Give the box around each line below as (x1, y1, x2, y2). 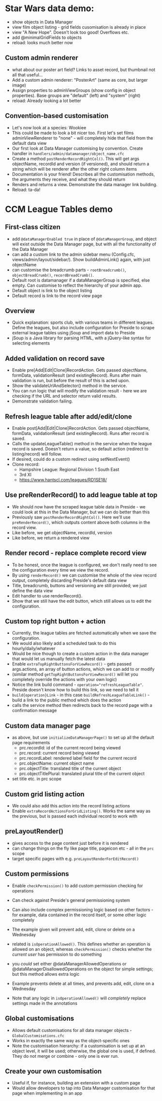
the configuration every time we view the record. (12, 567, 109, 573)
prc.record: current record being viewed (19, 750, 100, 756)
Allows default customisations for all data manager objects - (12, 1027, 132, 1033)
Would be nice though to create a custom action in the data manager (12, 651, 149, 657)
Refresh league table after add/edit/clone (5, 412, 132, 420)
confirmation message (12, 708, 57, 714)
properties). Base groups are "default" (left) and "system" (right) (12, 92, 141, 98)
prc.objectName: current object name (19, 760, 94, 766)
